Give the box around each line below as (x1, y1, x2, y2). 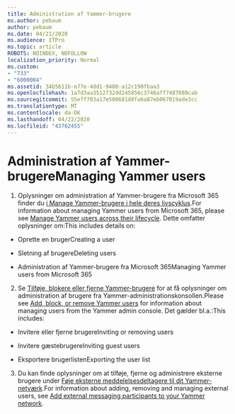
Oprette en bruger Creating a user (17, 235, 115, 244)
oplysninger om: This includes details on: (17, 221, 136, 230)
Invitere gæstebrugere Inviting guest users (17, 342, 140, 350)
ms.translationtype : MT (7, 103, 78, 110)
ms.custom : (7, 63, 40, 70)
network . (17, 399, 44, 408)
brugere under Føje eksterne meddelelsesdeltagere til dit (17, 376, 184, 385)
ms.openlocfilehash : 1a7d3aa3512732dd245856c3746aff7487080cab (7, 89, 198, 96)
